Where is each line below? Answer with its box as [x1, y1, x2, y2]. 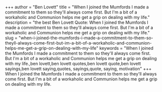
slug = [5, 35, 18, 41]
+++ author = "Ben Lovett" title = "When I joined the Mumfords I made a [5, 4, 149, 10]
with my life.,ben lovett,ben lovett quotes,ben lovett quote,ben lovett [5, 61, 141, 66]
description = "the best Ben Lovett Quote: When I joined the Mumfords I [5, 19, 149, 25]
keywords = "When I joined [99, 46, 154, 51]
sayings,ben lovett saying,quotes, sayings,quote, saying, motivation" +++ [5, 66, 152, 72]
